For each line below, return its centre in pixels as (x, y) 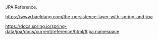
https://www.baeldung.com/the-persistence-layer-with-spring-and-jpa (79, 17)
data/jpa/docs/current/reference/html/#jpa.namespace (62, 31)
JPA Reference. (21, 7)
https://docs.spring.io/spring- (36, 26)
